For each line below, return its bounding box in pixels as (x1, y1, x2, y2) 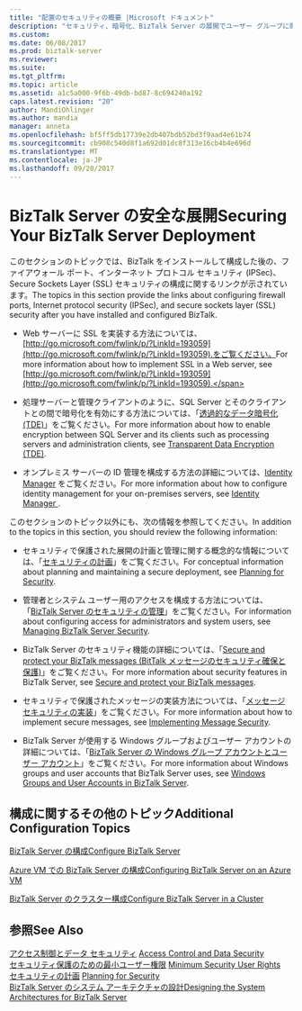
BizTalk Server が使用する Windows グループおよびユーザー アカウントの (22, 736, 292, 746)
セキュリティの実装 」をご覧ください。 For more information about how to (22, 707, 293, 718)
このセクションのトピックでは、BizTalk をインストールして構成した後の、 (9, 256, 281, 266)
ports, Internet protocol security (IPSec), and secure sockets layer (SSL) (9, 300, 277, 311)
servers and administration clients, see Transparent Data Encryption (22, 438, 275, 450)
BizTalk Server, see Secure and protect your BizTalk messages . (22, 677, 256, 688)
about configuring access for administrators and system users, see (22, 616, 271, 627)
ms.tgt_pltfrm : (9, 72, 67, 81)
